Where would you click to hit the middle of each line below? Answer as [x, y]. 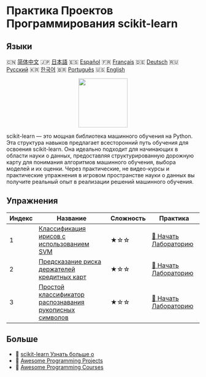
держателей [57, 269]
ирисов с [52, 236]
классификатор [62, 294]
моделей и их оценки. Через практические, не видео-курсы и [88, 169]
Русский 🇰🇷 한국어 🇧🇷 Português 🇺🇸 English [66, 69]
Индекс [21, 218]
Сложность [128, 218]
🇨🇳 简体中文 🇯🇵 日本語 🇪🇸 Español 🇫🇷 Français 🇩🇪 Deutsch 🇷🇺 [93, 62]
